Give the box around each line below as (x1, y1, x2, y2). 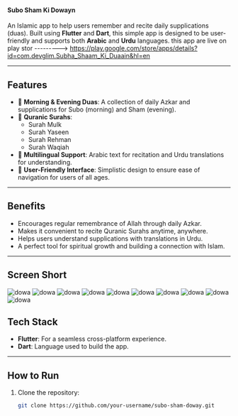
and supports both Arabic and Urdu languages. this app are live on (31, 36, 227, 45)
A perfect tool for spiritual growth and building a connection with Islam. (17, 241, 225, 250)
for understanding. (17, 158, 72, 167)
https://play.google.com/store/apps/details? (69, 44, 198, 53)
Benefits (7, 200, 46, 212)
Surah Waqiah (28, 143, 69, 152)
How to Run (7, 369, 59, 381)
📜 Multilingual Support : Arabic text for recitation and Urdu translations (17, 150, 225, 159)
